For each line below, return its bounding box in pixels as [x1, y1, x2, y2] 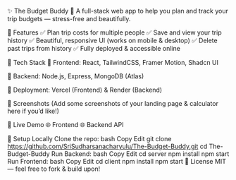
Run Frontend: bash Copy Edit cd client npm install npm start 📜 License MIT [7, 157, 227, 165]
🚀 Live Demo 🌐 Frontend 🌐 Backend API [7, 121, 124, 128]
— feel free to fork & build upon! [7, 164, 101, 173]
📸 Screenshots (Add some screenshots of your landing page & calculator [7, 100, 218, 107]
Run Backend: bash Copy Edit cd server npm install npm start [51, 150, 230, 158]
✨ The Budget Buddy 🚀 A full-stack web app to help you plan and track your [7, 7, 229, 15]
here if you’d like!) [7, 107, 60, 115]
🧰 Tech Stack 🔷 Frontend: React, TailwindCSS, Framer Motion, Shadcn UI [7, 59, 219, 66]
